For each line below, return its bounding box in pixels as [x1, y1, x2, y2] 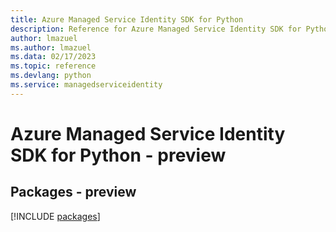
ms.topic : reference [10, 61, 97, 71]
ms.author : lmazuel [10, 42, 92, 53]
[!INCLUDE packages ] [10, 210, 101, 222]
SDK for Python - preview [10, 144, 227, 166]
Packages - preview [10, 184, 137, 201]
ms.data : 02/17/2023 [10, 52, 97, 62]
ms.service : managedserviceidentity [10, 80, 163, 90]
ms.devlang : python [10, 71, 92, 81]
